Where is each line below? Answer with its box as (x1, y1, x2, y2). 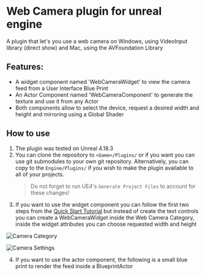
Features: (6, 62, 44, 72)
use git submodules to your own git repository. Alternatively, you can (15, 157, 189, 165)
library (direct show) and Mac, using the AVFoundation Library (6, 44, 163, 51)
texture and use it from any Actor (15, 97, 99, 105)
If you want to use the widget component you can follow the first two (15, 201, 190, 208)
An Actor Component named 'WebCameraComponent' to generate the (15, 91, 193, 99)
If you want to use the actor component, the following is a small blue (15, 256, 188, 263)
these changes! (30, 188, 70, 196)
